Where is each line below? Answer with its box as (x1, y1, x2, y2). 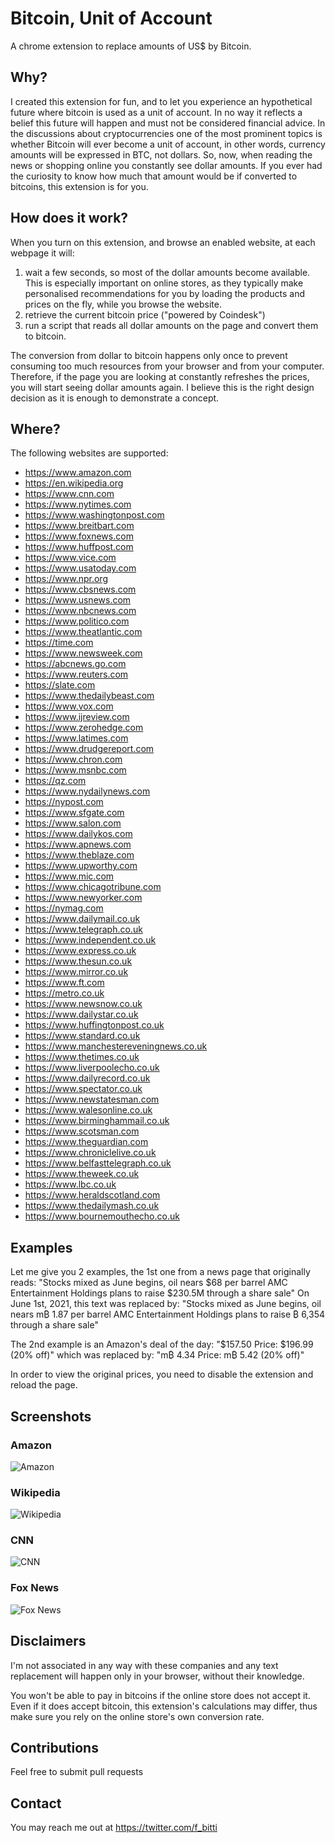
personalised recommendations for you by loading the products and (24, 287, 306, 299)
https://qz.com (24, 775, 87, 787)
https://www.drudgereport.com (24, 743, 155, 755)
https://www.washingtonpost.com (24, 509, 165, 521)
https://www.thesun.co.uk (24, 955, 133, 967)
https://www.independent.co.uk (24, 934, 157, 946)
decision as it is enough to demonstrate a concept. (10, 392, 220, 404)
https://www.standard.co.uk (24, 1030, 141, 1042)
